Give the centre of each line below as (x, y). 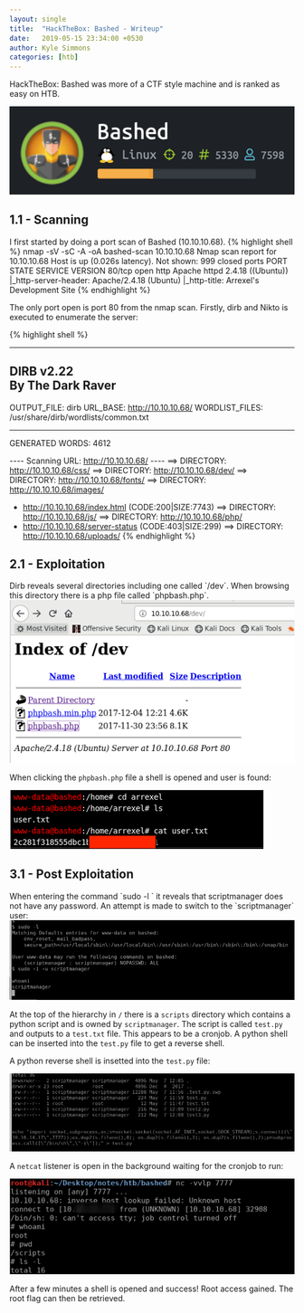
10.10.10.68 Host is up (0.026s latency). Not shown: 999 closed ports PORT (148, 261)
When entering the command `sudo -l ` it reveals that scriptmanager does (146, 896)
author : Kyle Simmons (50, 48)
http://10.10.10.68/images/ (57, 490)
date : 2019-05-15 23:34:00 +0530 (76, 38)
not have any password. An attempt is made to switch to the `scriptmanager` (152, 906)
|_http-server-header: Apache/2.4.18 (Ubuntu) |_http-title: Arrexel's (134, 280)
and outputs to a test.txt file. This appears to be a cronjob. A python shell (148, 1033)
